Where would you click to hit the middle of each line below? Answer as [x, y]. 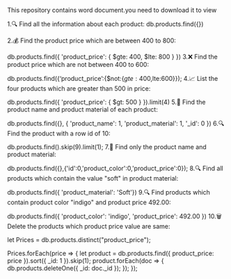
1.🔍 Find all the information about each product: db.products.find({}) [105, 24]
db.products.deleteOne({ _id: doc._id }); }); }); [72, 268]
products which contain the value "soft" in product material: [93, 178]
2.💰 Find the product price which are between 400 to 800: [91, 40]
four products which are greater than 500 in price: [79, 89]
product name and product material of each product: [82, 110]
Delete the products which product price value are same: [89, 226]
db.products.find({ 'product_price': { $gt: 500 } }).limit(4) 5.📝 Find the [107, 102]
